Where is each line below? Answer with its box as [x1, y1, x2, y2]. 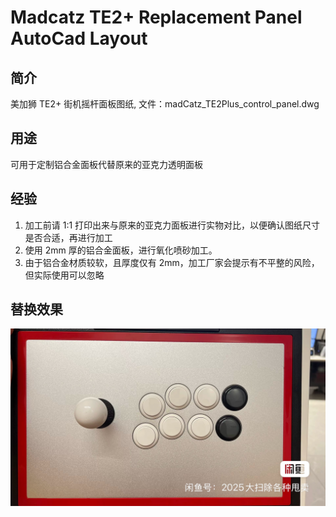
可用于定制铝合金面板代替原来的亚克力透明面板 [10, 158, 203, 170]
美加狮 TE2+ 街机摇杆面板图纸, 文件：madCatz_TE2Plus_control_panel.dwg [10, 98, 320, 110]
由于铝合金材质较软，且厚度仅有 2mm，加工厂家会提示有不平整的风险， [24, 256, 320, 268]
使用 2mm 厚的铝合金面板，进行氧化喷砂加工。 [24, 244, 218, 256]
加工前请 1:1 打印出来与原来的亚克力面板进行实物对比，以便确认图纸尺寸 [24, 219, 321, 231]
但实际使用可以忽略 [24, 269, 105, 281]
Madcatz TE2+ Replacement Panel [10, 6, 303, 29]
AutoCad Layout [10, 27, 148, 50]
